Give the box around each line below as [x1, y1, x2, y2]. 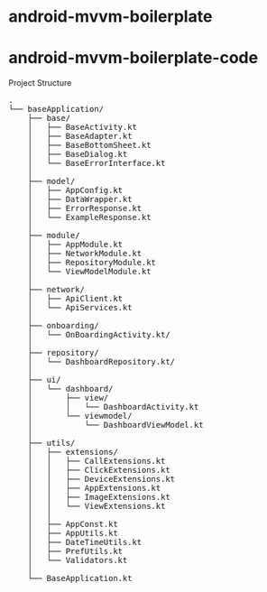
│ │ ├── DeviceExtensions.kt [27, 474, 176, 485]
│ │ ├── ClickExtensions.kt [27, 465, 170, 476]
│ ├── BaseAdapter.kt [27, 131, 133, 142]
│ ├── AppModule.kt [27, 239, 124, 250]
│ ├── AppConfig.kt [27, 185, 124, 196]
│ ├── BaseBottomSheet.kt [27, 140, 152, 151]
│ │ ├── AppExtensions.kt [27, 483, 161, 494]
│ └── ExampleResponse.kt [27, 212, 152, 223]
